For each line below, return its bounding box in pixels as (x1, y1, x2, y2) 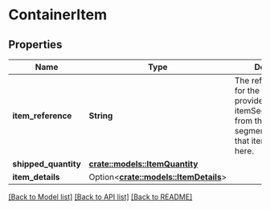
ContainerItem (8, 6, 107, 24)
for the (234, 85, 260, 96)
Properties (8, 38, 63, 51)
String (88, 110, 113, 121)
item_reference (12, 110, 72, 121)
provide (234, 95, 264, 106)
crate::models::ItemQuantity (88, 158, 198, 170)
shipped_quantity (12, 158, 82, 170)
